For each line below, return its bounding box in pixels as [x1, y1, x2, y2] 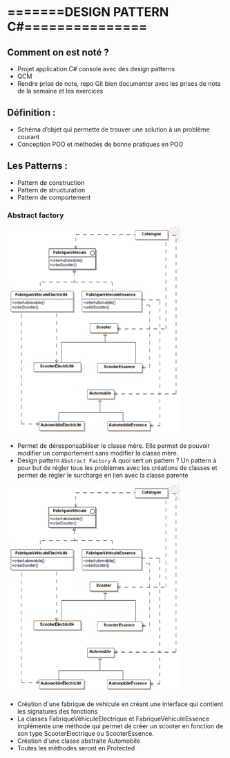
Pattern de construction [17, 178, 85, 187]
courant [17, 132, 40, 141]
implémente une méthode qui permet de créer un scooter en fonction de [17, 722, 223, 730]
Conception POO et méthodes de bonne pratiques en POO [17, 140, 184, 148]
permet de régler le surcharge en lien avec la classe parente [17, 471, 189, 479]
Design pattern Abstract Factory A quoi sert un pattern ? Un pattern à [17, 456, 217, 464]
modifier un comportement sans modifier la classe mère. [17, 449, 179, 457]
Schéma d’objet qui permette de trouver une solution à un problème [17, 125, 211, 134]
